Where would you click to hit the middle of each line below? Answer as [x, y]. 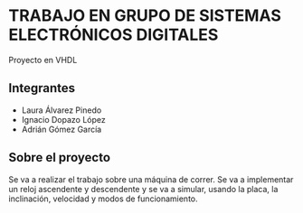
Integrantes [42, 88]
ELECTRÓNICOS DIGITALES [114, 35]
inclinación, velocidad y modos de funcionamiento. [103, 199]
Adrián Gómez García [62, 129]
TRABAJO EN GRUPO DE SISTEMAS [145, 16]
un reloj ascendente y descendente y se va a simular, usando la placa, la [143, 189]
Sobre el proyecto [59, 157]
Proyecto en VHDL [43, 60]
